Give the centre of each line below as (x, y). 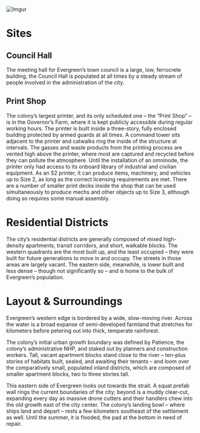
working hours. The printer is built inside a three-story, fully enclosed (91, 128)
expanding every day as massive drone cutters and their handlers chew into (99, 398)
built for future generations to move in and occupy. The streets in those (94, 258)
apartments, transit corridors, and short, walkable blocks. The (102, 245)
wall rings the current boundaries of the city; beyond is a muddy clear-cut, (98, 392)
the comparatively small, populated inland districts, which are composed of (99, 367)
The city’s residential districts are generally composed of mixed (84, 239)
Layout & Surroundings (64, 301)
